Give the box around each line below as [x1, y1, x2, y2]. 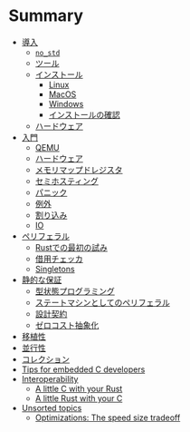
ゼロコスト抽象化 [34, 319, 100, 330]
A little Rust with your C [34, 392, 123, 404]
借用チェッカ [34, 253, 83, 264]
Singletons [34, 263, 75, 274]
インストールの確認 [48, 109, 121, 120]
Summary [8, 5, 83, 26]
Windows [48, 98, 84, 109]
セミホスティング [34, 175, 99, 186]
